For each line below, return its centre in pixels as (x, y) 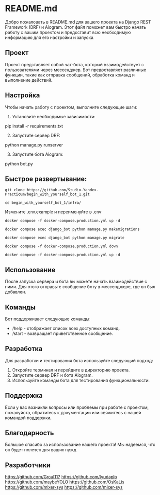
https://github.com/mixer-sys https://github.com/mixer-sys (64, 487)
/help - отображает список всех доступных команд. (66, 328)
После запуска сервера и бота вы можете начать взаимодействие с (76, 282)
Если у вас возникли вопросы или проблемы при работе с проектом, (77, 407)
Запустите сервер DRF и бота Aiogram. (52, 375)
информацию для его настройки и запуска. (50, 37)
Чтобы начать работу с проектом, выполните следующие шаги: (71, 107)
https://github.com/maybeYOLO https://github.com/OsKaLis (65, 482)
